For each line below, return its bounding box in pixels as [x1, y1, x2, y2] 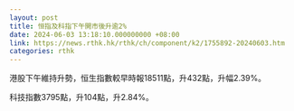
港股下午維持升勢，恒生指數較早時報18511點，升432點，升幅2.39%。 [9, 73, 267, 84]
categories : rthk [9, 47, 75, 56]
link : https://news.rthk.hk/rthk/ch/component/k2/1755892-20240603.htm [9, 38, 285, 48]
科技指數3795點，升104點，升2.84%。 [9, 92, 154, 103]
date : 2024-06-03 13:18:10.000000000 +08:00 [9, 30, 180, 39]
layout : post [9, 13, 59, 23]
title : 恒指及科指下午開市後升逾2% [9, 22, 128, 31]
